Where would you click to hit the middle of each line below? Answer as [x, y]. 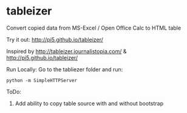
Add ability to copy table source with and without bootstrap [89, 103]
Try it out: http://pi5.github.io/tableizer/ [55, 39]
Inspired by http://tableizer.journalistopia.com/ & [66, 51]
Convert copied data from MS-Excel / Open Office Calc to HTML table [93, 28]
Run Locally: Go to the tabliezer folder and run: [65, 69]
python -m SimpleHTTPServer [42, 80]
